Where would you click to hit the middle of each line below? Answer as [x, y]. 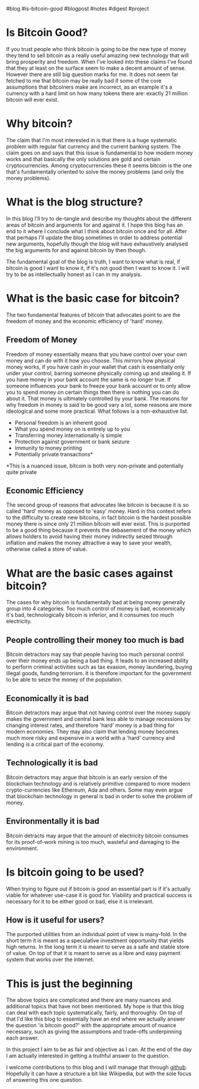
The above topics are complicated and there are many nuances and [89, 1000]
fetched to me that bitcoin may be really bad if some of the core [84, 80]
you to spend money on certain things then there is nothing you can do [93, 392]
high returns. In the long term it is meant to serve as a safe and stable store [98, 947]
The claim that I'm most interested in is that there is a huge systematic [92, 140]
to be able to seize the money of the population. [65, 680]
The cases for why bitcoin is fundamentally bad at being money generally [96, 602]
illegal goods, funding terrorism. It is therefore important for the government [99, 673]
